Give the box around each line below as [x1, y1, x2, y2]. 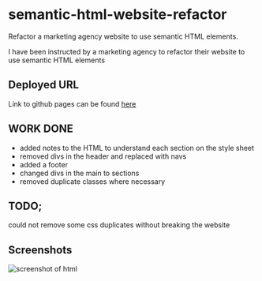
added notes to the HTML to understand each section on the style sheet [19, 143, 255, 152]
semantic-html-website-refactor [8, 6, 227, 24]
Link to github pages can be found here [8, 99, 137, 108]
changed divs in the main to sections [19, 168, 140, 178]
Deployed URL [8, 78, 80, 92]
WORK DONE [8, 122, 73, 136]
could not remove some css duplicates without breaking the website [8, 220, 230, 230]
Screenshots [8, 243, 73, 257]
